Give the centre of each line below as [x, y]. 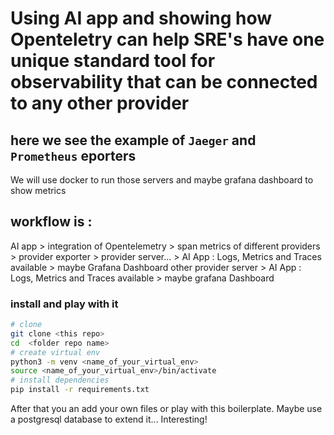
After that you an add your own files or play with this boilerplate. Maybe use [166, 409]
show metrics [38, 190]
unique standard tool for [113, 61]
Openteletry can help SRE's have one [167, 39]
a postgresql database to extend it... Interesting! [109, 419]
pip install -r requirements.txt [80, 390]
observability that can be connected [164, 82]
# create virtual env [55, 352]
